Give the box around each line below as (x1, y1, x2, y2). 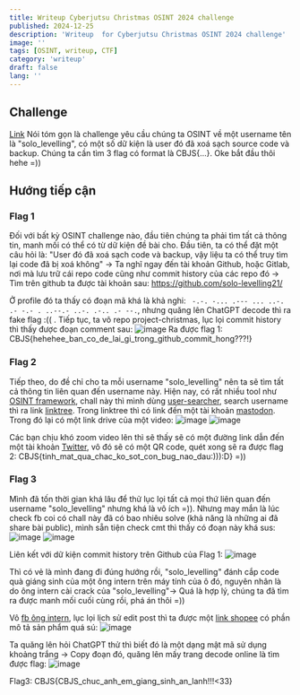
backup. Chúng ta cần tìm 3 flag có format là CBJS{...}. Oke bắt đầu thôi (9, 147, 276, 158)
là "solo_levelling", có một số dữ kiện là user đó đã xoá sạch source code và (9, 138, 289, 149)
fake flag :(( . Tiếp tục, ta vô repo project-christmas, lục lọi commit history (9, 315, 282, 326)
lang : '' (9, 72, 42, 81)
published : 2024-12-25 (9, 22, 94, 30)
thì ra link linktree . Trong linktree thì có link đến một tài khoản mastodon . (9, 404, 276, 415)
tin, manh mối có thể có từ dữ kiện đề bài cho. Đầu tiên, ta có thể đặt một (9, 239, 279, 251)
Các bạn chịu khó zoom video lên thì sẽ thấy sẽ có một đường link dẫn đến (9, 431, 285, 442)
